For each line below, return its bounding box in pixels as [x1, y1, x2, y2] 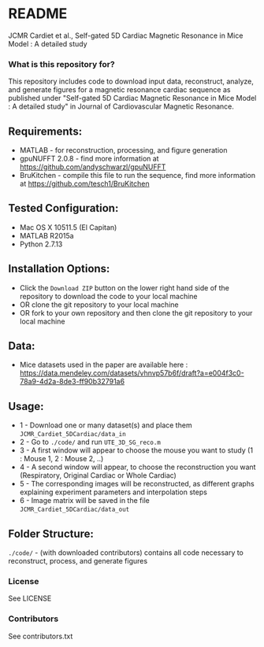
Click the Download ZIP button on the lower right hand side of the [19, 283, 230, 292]
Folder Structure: [8, 527, 95, 540]
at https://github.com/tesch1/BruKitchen [19, 179, 150, 189]
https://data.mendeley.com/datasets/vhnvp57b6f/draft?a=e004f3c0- [19, 368, 244, 378]
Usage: [8, 399, 45, 413]
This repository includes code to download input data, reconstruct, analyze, [8, 76, 254, 87]
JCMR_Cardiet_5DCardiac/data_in [19, 431, 126, 438]
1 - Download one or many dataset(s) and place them [19, 420, 192, 430]
